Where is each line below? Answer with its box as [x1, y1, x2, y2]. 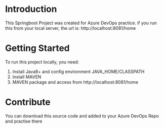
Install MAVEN [12, 73, 41, 80]
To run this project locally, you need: [5, 59, 79, 65]
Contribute [5, 97, 51, 108]
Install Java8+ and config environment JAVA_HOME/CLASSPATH [12, 68, 145, 74]
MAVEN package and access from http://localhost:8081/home [12, 79, 138, 85]
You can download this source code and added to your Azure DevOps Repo [5, 113, 159, 119]
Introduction [5, 3, 57, 15]
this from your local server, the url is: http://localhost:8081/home [5, 25, 136, 31]
